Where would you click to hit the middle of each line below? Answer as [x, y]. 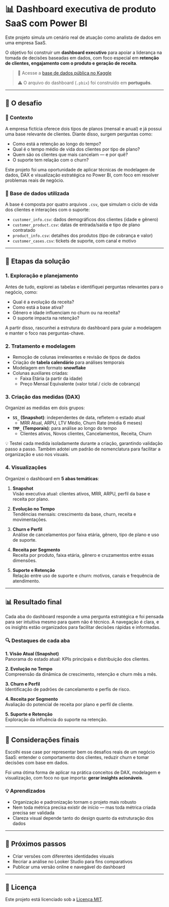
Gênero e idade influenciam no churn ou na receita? [66, 312]
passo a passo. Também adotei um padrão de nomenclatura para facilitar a [83, 449]
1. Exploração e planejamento [42, 276]
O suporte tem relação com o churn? [51, 160]
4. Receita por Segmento [32, 699]
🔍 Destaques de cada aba [38, 641]
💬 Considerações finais [42, 740]
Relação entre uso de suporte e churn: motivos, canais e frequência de [86, 575]
